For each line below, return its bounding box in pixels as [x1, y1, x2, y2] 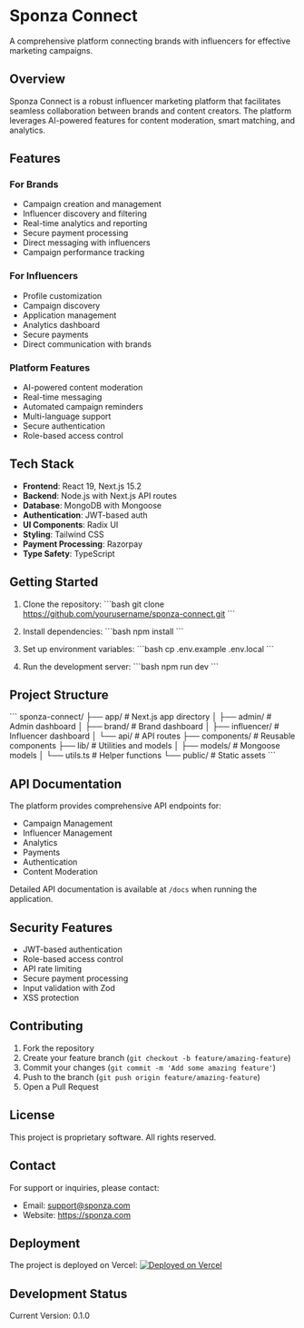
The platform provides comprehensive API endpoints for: [9, 800, 222, 811]
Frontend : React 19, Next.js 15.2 [22, 481, 142, 491]
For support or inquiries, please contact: [9, 1182, 160, 1193]
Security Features [9, 919, 113, 936]
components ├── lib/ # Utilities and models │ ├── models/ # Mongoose [9, 740, 280, 751]
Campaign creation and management [22, 199, 162, 210]
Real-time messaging [22, 391, 103, 402]
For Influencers [9, 270, 79, 282]
